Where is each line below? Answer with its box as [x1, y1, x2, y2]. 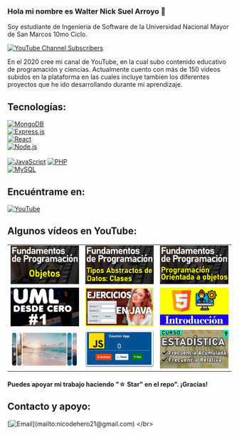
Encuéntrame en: [7, 186, 85, 198]
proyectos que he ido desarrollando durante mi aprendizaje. [7, 80, 183, 89]
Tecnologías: [7, 101, 66, 113]
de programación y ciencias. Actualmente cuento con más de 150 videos [7, 65, 221, 74]
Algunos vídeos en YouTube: [7, 225, 137, 237]
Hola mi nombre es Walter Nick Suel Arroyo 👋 [7, 6, 166, 16]
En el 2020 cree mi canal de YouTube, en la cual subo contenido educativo [7, 58, 226, 66]
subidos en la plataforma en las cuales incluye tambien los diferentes [7, 72, 210, 81]
